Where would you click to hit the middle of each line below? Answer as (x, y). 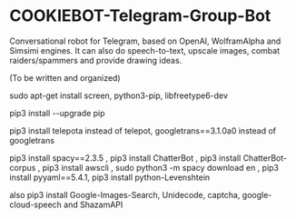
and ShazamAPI (93, 204)
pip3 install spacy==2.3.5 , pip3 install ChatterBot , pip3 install (125, 158)
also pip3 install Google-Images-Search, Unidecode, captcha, (125, 194)
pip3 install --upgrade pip (58, 113)
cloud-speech (35, 204)
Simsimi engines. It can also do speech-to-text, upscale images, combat (144, 50)
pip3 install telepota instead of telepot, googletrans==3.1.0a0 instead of (143, 130)
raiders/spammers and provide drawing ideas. (96, 60)
